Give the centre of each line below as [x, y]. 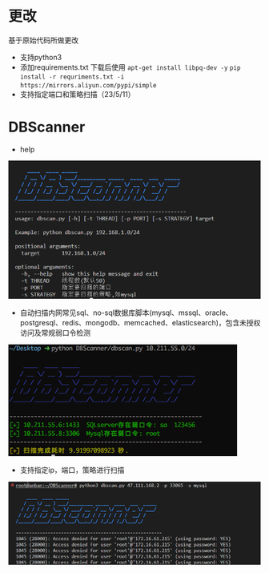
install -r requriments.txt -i [72, 77]
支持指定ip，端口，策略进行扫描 [72, 470]
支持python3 [41, 57]
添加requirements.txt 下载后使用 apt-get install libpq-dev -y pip [130, 67]
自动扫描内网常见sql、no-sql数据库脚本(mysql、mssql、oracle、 [126, 313]
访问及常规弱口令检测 [55, 333]
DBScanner [47, 127]
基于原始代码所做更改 [43, 40]
